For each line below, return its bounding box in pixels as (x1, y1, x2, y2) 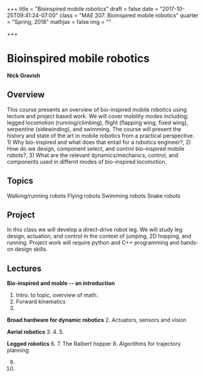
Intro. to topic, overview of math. (15, 291, 99, 299)
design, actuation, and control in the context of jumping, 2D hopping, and (7, 232, 192, 240)
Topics (7, 176, 34, 186)
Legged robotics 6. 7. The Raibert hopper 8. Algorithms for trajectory (7, 340, 181, 348)
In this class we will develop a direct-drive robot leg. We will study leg (7, 226, 183, 234)
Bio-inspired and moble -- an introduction (7, 280, 115, 287)
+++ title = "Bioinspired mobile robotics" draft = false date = (7, 6, 158, 12)
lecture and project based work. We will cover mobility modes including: (7, 112, 189, 120)
